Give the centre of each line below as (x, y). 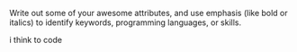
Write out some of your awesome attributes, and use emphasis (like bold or (148, 13)
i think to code (36, 40)
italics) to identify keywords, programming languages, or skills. (126, 22)
